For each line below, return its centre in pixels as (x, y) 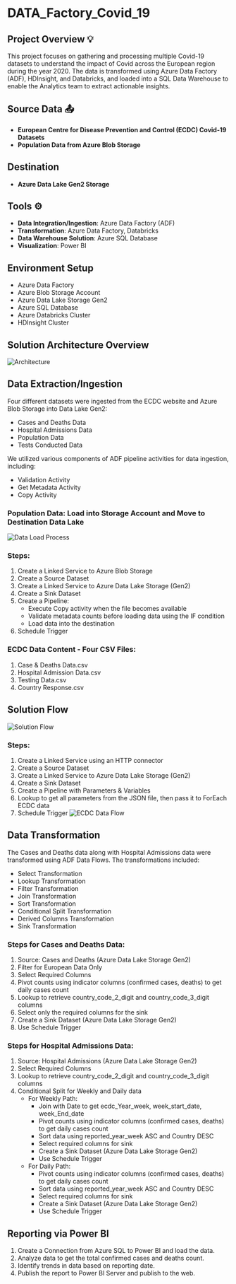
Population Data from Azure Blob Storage (79, 145)
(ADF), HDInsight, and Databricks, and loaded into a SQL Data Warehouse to (118, 78)
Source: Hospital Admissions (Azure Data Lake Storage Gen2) (107, 1061)
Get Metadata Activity (49, 487)
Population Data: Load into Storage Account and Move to (106, 513)
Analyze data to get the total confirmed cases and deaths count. (111, 1258)
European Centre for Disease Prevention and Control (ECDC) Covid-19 (122, 129)
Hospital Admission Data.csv (59, 672)
